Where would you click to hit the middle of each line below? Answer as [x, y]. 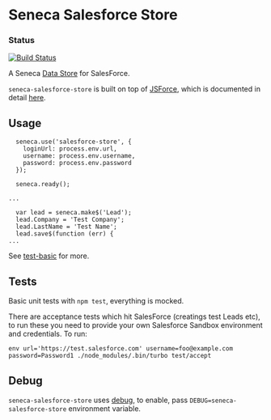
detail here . [27, 98]
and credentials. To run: [48, 334]
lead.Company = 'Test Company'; [70, 220]
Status [21, 40]
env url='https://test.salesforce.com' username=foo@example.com [121, 349]
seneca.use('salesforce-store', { [74, 142]
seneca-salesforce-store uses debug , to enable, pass [98, 400]
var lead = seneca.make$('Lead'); [74, 213]
